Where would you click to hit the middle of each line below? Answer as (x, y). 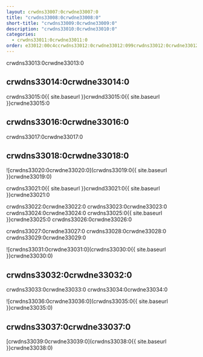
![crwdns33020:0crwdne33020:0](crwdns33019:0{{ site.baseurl (87, 170)
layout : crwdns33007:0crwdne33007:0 (52, 12)
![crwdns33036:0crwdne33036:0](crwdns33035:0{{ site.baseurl (87, 301)
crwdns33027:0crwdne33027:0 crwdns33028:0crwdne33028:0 (86, 232)
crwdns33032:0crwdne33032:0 (69, 275)
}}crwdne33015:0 (28, 103)
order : (14, 46)
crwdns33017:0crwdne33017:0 (45, 136)
